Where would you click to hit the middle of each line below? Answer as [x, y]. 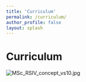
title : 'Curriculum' [31, 11]
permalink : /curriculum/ [36, 17]
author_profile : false [34, 22]
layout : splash [25, 28]
